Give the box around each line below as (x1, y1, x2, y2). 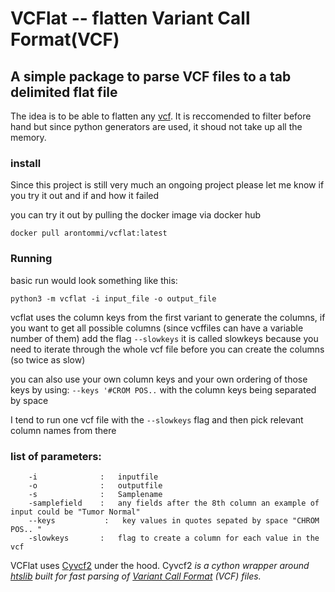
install (10, 156, 42, 170)
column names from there (10, 424, 117, 436)
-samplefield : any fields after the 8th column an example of (28, 498, 320, 508)
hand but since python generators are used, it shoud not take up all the (10, 121, 303, 132)
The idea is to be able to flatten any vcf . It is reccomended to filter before (10, 110, 312, 122)
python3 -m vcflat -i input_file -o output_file (10, 293, 217, 304)
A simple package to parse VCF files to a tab (10, 68, 292, 85)
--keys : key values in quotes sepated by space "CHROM (28, 515, 320, 526)
